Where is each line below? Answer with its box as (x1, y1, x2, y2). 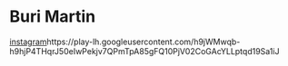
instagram (9, 36, 47, 47)
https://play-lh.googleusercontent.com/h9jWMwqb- (46, 36, 241, 47)
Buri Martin (9, 6, 96, 27)
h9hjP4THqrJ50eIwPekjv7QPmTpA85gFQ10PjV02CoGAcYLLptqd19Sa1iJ (9, 45, 280, 56)
